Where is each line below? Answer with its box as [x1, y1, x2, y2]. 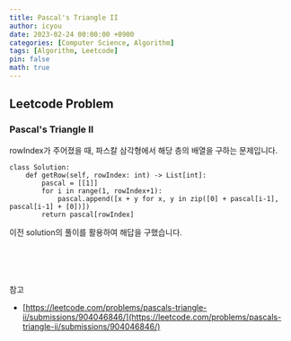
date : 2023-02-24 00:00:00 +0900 [9, 30, 135, 39]
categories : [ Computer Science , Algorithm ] [9, 38, 175, 48]
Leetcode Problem [9, 96, 114, 112]
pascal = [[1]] [41, 179, 99, 188]
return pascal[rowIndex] [41, 210, 135, 219]
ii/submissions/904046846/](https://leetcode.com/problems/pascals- [22, 311, 282, 322]
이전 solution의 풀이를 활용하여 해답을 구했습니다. [9, 226, 182, 238]
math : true [9, 64, 50, 73]
